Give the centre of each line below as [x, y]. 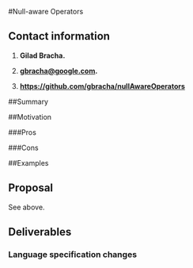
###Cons [23, 147]
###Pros [23, 132]
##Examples [28, 163]
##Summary [28, 101]
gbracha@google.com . [59, 71]
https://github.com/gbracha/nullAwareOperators [102, 86]
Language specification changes [72, 255]
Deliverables [40, 232]
